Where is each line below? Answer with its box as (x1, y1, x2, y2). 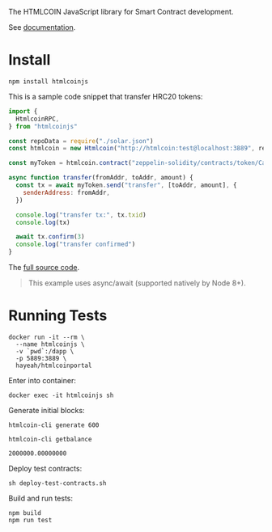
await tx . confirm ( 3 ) (15, 233, 85, 241)
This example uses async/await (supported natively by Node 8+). (28, 278, 247, 288)
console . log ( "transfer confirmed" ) (15, 240, 136, 249)
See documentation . (8, 23, 76, 32)
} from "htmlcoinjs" (8, 122, 79, 130)
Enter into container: (8, 376, 77, 385)
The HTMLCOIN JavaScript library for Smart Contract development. (8, 7, 234, 16)
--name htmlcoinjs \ (15, 340, 85, 348)
